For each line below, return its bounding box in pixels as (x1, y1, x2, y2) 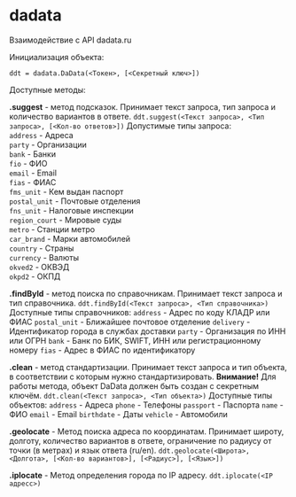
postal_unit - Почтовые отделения (9, 196, 141, 206)
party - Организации (9, 139, 87, 150)
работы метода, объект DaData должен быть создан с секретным (9, 380, 260, 391)
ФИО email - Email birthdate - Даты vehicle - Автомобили (9, 408, 228, 419)
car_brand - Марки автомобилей (9, 233, 131, 244)
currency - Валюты (9, 252, 80, 262)
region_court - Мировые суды (9, 214, 122, 225)
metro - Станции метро (9, 223, 96, 235)
